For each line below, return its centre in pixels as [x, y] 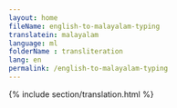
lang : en [25, 60]
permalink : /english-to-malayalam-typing [88, 69]
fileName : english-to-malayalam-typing [84, 26]
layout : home [33, 18]
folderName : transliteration [66, 52]
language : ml [33, 43]
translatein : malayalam [54, 34]
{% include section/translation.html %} [81, 94]
